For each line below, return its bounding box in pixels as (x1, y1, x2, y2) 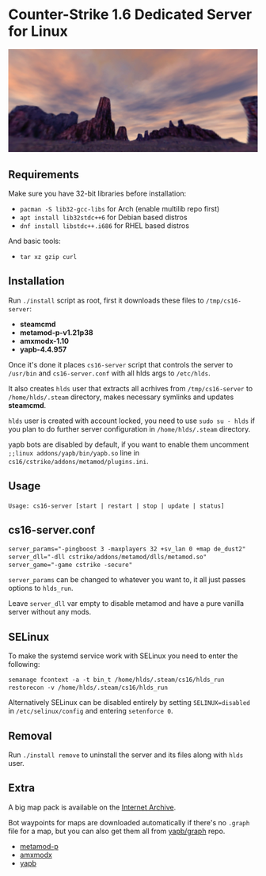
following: (8, 660, 40, 669)
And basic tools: (8, 236, 61, 246)
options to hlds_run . (8, 584, 74, 593)
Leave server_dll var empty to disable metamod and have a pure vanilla (8, 599, 244, 608)
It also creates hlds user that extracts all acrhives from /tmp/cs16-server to (8, 383, 253, 393)
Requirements (8, 168, 79, 181)
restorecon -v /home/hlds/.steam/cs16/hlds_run (8, 684, 169, 692)
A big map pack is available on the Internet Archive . (8, 802, 177, 812)
